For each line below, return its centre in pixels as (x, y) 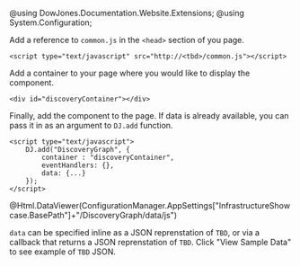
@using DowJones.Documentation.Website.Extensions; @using (127, 13)
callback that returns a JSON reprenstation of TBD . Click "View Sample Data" (150, 242)
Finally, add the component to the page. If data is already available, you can (149, 115)
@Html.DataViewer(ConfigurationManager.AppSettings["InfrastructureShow (150, 205)
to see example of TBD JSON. (63, 252)
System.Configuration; (51, 22)
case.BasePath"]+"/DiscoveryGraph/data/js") (93, 215)
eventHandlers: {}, (78, 165)
